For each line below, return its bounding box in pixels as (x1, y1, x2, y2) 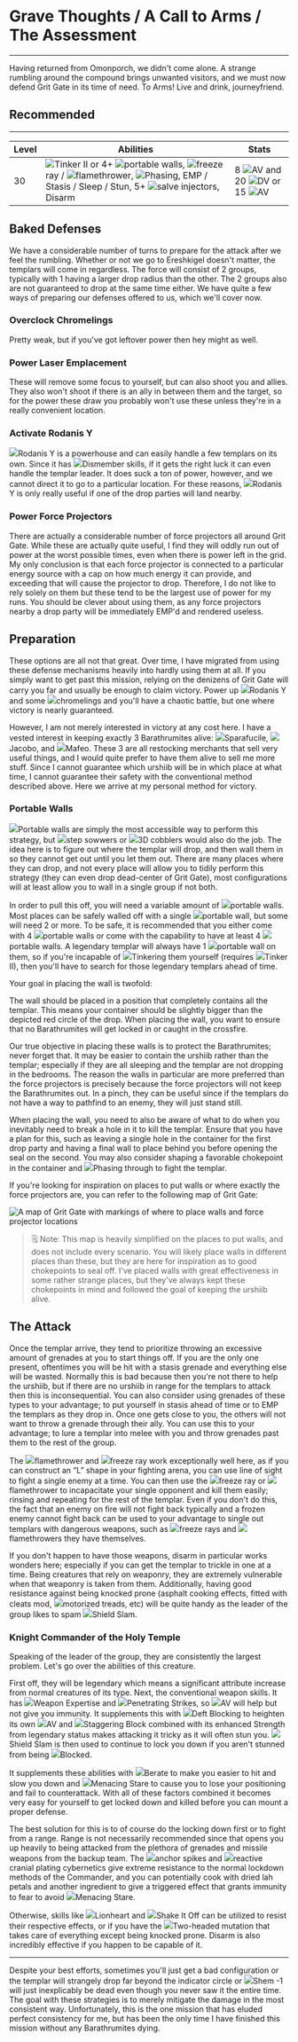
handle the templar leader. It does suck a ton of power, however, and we (9, 468, 273, 479)
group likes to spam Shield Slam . (9, 1608, 137, 1620)
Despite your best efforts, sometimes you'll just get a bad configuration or (9, 1965, 279, 1975)
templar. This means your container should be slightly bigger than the (9, 1004, 263, 1015)
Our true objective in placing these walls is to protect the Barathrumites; (9, 1041, 272, 1051)
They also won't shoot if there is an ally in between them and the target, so (9, 386, 282, 397)
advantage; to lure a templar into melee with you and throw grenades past (9, 1427, 279, 1438)
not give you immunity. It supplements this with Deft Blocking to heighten (9, 1708, 286, 1718)
